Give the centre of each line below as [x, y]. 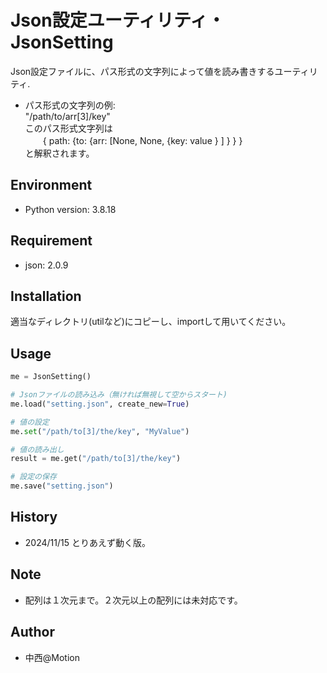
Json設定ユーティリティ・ [118, 20]
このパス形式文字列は [68, 128]
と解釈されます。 [59, 153]
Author [32, 632]
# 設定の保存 [33, 477]
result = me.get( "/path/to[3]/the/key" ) [96, 459]
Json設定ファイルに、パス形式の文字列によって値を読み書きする [142, 71]
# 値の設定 [30, 422]
